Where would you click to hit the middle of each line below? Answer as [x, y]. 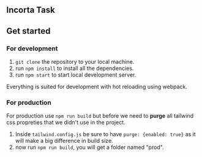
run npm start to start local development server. [76, 75]
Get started [28, 31]
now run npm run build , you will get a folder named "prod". [89, 147]
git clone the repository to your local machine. [75, 62]
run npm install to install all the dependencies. [74, 68]
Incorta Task [31, 10]
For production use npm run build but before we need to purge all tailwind [100, 116]
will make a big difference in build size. [64, 141]
